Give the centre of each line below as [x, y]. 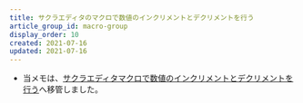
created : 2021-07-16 [49, 43]
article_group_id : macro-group [69, 26]
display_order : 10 [44, 34]
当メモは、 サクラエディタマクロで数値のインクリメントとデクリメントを [158, 79]
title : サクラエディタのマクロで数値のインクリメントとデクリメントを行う [132, 18]
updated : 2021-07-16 [49, 51]
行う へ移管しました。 [62, 89]
